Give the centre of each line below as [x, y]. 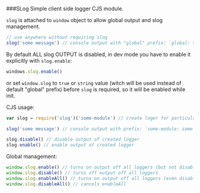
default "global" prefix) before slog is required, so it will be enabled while [96, 89]
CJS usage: [20, 107]
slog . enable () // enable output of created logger [70, 145]
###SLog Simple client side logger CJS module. [65, 9]
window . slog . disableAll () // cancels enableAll [66, 184]
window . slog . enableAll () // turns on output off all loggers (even [92, 178]
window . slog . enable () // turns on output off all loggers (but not [92, 167]
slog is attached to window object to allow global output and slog [85, 20]
